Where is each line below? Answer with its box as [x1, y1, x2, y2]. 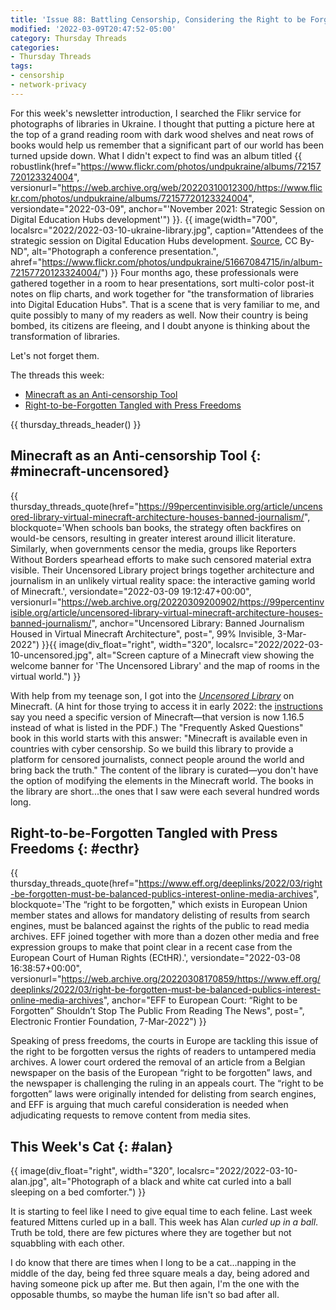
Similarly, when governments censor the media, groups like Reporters [10, 542, 297, 555]
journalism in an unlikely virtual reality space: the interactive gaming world [10, 574, 316, 586]
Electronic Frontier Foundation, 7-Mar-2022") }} [10, 1016, 207, 1028]
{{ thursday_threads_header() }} [10, 418, 142, 430]
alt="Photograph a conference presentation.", [31, 245, 219, 257]
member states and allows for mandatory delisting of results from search [10, 909, 311, 921]
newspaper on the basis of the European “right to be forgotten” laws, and [10, 1067, 313, 1079]
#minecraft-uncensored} [10, 463, 170, 480]
